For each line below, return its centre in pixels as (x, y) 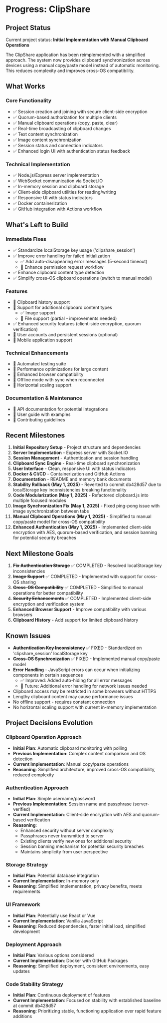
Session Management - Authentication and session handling (76, 458)
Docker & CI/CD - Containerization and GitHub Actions (69, 474)
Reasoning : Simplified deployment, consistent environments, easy (81, 966)
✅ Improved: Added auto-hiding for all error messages (76, 680)
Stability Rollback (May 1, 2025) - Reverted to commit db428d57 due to (87, 484)
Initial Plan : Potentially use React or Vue (54, 915)
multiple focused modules (39, 500)
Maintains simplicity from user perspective (64, 851)
